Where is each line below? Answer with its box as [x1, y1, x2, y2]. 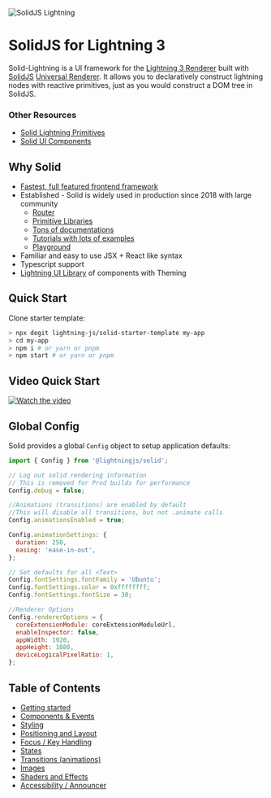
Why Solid [8, 159, 62, 174]
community [19, 199, 58, 209]
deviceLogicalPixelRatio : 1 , [15, 651, 114, 659]
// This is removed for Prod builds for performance [8, 478, 191, 487]
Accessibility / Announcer [19, 780, 107, 790]
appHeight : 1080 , [15, 643, 75, 652]
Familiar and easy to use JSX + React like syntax [19, 251, 183, 260]
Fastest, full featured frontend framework [19, 181, 158, 191]
